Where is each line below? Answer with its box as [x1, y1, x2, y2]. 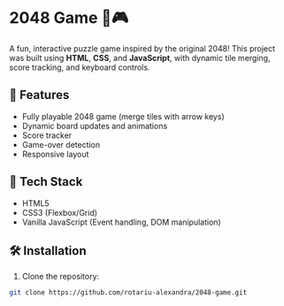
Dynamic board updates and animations [21, 120, 168, 131]
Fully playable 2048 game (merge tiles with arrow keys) [21, 111, 225, 121]
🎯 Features [9, 88, 70, 103]
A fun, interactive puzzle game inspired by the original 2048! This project [9, 42, 276, 54]
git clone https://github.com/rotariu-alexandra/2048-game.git [9, 288, 248, 297]
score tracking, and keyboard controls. [9, 62, 150, 73]
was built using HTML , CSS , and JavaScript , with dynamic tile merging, [9, 52, 271, 63]
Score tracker [21, 130, 73, 141]
